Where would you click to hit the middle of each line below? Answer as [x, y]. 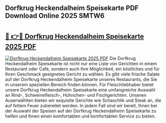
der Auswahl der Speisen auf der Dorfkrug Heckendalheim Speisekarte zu [81, 111]
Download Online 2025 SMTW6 [55, 16]
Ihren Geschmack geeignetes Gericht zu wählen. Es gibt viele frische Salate [83, 74]
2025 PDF [21, 46]
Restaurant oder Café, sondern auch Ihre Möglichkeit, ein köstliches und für [83, 69]
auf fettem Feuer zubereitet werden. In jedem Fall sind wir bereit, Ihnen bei [81, 105]
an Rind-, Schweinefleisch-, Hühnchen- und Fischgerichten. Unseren [76, 95]
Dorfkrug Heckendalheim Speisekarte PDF [72, 8]
